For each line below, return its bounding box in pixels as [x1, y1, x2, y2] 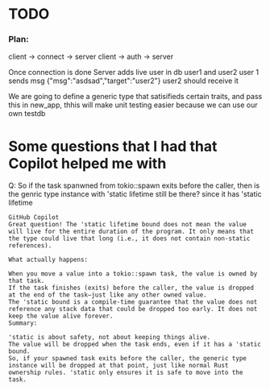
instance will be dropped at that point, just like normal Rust [8, 362, 229, 370]
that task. [8, 277, 45, 285]
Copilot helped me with [8, 154, 167, 172]
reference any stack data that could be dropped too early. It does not [8, 305, 258, 313]
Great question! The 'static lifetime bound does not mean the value [8, 221, 247, 229]
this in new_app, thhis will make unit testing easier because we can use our [8, 100, 258, 110]
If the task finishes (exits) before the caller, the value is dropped [8, 284, 254, 292]
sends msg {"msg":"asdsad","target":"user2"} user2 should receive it [8, 76, 239, 85]
